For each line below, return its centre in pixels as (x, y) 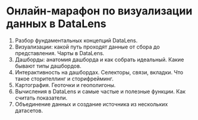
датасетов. (29, 110)
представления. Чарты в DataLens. (60, 53)
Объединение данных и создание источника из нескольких (91, 104)
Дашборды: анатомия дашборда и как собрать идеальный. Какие (99, 59)
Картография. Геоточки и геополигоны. (65, 85)
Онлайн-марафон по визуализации (99, 11)
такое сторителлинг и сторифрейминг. (64, 79)
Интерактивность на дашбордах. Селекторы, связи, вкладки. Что (99, 72)
